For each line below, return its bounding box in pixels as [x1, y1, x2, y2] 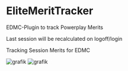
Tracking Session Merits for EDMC [6, 46, 91, 54]
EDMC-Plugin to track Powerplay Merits [6, 24, 104, 31]
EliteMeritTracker [6, 4, 94, 18]
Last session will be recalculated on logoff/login [6, 35, 123, 42]
